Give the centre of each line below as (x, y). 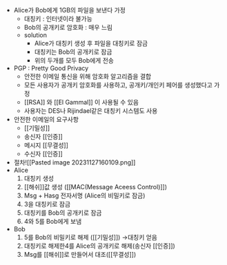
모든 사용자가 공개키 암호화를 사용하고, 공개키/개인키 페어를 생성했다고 (118, 85)
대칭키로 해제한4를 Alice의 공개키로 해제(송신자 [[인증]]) (100, 246)
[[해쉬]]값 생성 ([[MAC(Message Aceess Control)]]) (96, 187)
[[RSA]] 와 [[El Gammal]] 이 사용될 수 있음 (81, 102)
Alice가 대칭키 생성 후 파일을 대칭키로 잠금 (91, 43)
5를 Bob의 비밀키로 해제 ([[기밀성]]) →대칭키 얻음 (90, 237)
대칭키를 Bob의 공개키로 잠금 (63, 213)
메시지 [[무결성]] (46, 145)
